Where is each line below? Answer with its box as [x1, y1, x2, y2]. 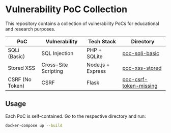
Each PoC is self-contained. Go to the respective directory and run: [5, 113, 146, 119]
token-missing [122, 82, 158, 89]
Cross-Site [41, 61, 68, 68]
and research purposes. [5, 25, 55, 32]
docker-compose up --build [5, 123, 63, 128]
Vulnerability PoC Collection [5, 4, 128, 15]
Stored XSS [8, 64, 36, 71]
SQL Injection [41, 49, 74, 57]
